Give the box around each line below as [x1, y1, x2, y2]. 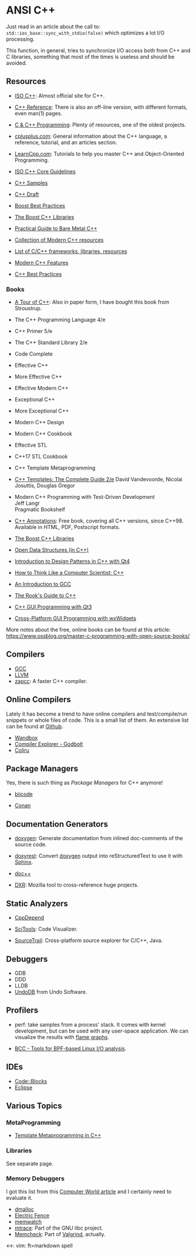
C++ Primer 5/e [14, 328, 53, 335]
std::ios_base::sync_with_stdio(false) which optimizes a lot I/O [6, 29, 165, 36]
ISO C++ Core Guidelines [14, 168, 76, 175]
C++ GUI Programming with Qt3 [14, 604, 92, 611]
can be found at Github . [6, 723, 63, 730]
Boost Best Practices [14, 202, 66, 209]
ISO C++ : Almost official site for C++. [14, 92, 105, 99]
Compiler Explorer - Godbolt [14, 740, 83, 747]
